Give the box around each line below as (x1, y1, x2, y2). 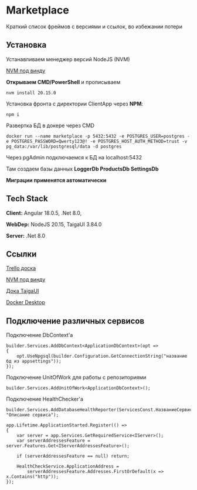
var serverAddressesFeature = (16, 438, 91, 444)
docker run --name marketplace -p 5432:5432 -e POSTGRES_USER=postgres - (6, 133, 191, 139)
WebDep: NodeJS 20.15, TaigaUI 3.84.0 (6, 221, 102, 228)
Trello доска (6, 265, 36, 272)
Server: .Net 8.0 (6, 232, 46, 239)
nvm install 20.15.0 (6, 89, 57, 96)
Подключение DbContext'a (6, 332, 73, 339)
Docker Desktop (6, 299, 45, 306)
